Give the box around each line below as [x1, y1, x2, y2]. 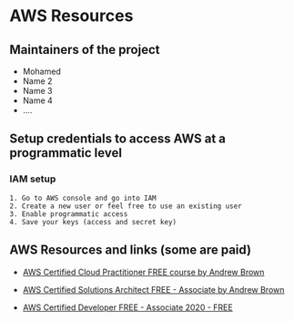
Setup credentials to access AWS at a [9, 131, 226, 147]
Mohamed [22, 66, 61, 77]
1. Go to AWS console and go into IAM [9, 193, 157, 203]
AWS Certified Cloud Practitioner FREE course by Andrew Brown [22, 266, 265, 277]
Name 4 [22, 95, 53, 106]
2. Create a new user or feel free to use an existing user [9, 202, 243, 211]
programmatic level [9, 145, 123, 161]
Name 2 [22, 76, 53, 87]
